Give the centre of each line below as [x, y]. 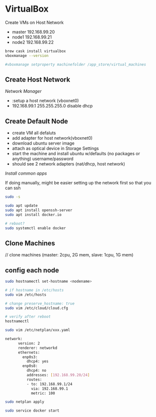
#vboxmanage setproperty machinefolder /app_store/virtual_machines [76, 64]
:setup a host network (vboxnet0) [45, 101]
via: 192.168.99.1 [49, 389]
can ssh [13, 188]
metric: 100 [43, 393]
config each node [32, 270]
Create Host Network [38, 80]
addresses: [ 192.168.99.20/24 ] [58, 375]
